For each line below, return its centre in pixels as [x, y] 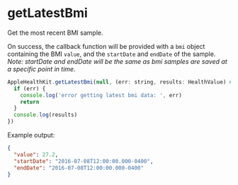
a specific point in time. [41, 69]
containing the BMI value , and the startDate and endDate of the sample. [112, 54]
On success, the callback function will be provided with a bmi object [106, 46]
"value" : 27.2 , [36, 155]
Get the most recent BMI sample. [55, 33]
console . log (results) [46, 115]
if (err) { [30, 89]
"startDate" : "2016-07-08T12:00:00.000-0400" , [84, 161]
